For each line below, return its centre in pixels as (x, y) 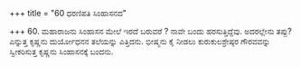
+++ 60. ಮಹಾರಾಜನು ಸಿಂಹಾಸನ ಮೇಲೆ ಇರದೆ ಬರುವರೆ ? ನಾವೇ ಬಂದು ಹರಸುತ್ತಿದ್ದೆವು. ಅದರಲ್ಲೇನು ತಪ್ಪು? (150, 31)
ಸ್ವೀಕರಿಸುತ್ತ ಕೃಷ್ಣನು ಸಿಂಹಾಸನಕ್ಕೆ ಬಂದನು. (61, 52)
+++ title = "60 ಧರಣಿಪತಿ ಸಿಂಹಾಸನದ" (68, 13)
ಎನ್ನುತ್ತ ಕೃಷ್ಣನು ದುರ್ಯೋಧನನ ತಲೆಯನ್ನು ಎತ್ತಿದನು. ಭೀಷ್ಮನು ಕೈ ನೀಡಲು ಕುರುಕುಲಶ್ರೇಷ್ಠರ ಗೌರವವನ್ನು (140, 41)
